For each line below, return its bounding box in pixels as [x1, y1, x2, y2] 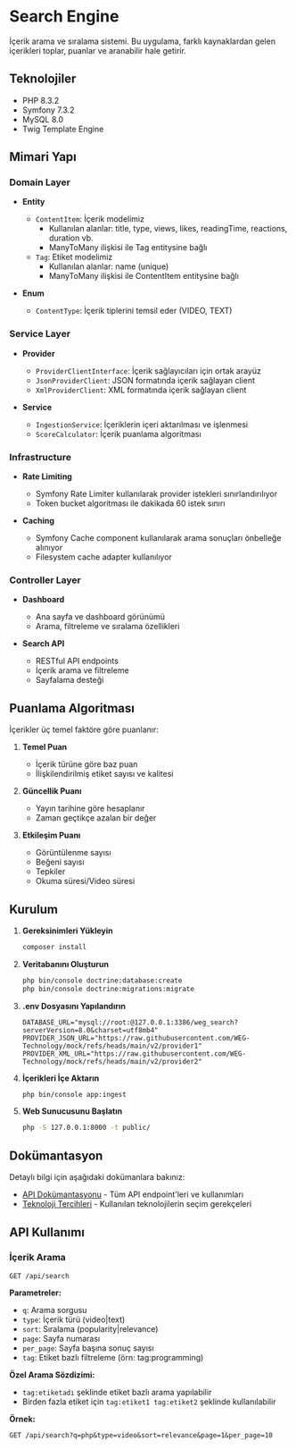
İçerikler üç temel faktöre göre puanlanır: [9, 724, 159, 735]
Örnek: [9, 1413, 36, 1424]
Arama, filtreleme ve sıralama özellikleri [35, 621, 180, 632]
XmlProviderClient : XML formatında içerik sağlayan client [35, 384, 247, 395]
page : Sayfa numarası [21, 1333, 101, 1344]
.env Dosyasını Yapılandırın [21, 1000, 127, 1011]
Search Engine [9, 6, 119, 27]
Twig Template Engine [21, 123, 104, 134]
